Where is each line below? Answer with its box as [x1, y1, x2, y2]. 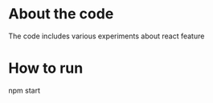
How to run [8, 59, 84, 77]
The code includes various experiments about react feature [8, 31, 205, 41]
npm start [8, 85, 41, 95]
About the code [8, 5, 114, 23]
